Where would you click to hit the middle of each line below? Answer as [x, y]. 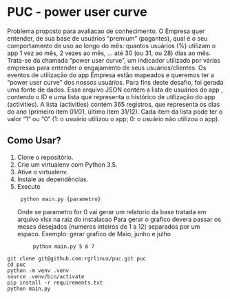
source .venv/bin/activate [46, 276]
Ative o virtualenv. [43, 172]
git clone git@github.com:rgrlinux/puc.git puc [77, 258]
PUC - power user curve [77, 12]
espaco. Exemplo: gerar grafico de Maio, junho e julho [94, 234]
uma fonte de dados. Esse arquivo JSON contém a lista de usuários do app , [115, 90]
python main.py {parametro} [61, 199]
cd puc [17, 265]
